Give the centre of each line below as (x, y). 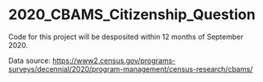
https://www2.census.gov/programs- (114, 61)
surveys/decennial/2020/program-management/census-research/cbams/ (131, 68)
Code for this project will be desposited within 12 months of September (126, 37)
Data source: (29, 61)
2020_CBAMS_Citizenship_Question (132, 15)
